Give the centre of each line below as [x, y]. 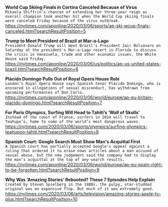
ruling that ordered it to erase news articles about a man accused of [82, 151]
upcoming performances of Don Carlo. [45, 92]
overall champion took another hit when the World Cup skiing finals [80, 17]
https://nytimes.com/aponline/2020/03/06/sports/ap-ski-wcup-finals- [78, 26]
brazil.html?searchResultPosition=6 [42, 69]
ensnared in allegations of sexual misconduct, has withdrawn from [77, 88]
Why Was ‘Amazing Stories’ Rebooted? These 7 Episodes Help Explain [80, 180]
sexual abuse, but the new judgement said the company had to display [81, 155]
